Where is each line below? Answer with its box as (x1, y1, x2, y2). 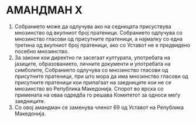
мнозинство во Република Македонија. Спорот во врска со (14, 85, 164, 92)
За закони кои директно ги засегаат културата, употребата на (14, 54, 171, 61)
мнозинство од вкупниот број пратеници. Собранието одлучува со (14, 29, 183, 36)
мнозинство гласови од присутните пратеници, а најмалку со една (14, 35, 183, 42)
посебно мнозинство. (14, 47, 69, 54)
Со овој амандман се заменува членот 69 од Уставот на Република (14, 104, 184, 111)
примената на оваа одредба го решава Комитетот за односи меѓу (14, 91, 181, 98)
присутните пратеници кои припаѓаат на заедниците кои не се (14, 78, 171, 86)
